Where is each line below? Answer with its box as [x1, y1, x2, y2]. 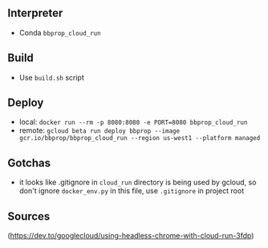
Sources [7, 209, 51, 223]
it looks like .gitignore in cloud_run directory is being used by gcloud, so [18, 177, 257, 188]
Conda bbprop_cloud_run [18, 27, 101, 37]
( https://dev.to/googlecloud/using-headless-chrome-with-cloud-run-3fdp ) [7, 231, 254, 241]
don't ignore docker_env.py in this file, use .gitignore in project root [18, 186, 245, 196]
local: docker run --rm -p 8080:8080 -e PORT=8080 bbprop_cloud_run [18, 117, 248, 127]
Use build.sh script [18, 72, 85, 82]
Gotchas [7, 156, 51, 170]
